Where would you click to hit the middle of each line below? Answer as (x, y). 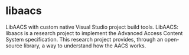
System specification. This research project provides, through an (84, 39)
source (14, 46)
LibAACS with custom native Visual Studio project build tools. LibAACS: (92, 27)
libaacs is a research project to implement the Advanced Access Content (94, 33)
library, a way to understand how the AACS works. (85, 46)
